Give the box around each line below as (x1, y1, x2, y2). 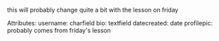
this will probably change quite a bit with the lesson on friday (7, 6, 179, 14)
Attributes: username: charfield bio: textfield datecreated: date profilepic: (7, 19, 214, 27)
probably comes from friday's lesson (7, 27, 111, 34)
